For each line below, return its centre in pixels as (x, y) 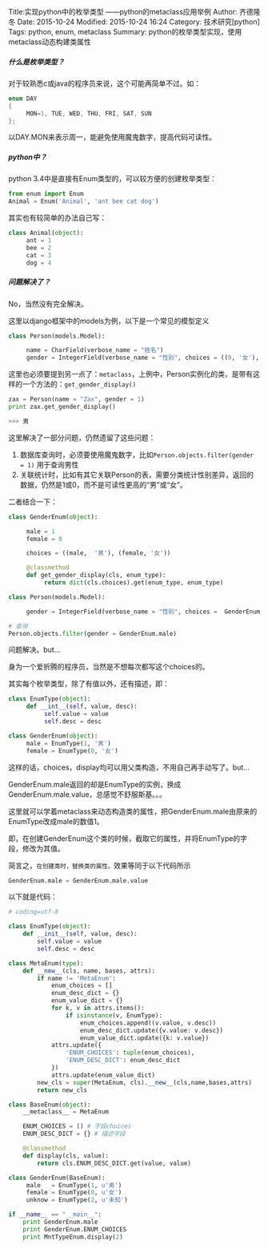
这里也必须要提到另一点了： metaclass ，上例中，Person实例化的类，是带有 (131, 374)
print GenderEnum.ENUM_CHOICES (75, 1229)
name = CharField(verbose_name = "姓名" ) (95, 350)
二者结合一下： (33, 501)
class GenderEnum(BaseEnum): (57, 1178)
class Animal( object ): (46, 233)
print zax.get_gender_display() (62, 407)
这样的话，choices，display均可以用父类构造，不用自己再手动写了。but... (129, 767)
